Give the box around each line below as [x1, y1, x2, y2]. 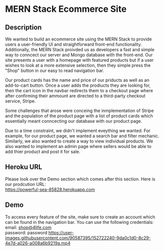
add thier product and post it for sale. [5, 149, 81, 154]
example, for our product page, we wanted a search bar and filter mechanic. [5, 133, 160, 139]
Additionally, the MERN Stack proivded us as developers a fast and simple [5, 47, 155, 52]
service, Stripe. [5, 98, 36, 104]
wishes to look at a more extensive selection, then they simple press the [5, 63, 151, 68]
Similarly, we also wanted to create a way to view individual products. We [5, 138, 153, 144]
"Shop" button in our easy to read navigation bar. [5, 68, 105, 73]
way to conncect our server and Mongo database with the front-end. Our [5, 52, 153, 58]
